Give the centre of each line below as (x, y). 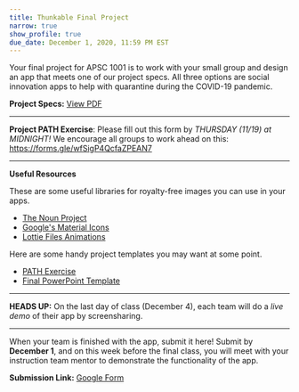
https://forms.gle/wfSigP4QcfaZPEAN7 (81, 149)
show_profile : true (45, 34)
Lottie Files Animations (64, 237)
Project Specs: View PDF (56, 104)
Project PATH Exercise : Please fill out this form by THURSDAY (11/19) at (140, 129)
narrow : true (33, 26)
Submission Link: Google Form (67, 378)
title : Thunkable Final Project (69, 17)
